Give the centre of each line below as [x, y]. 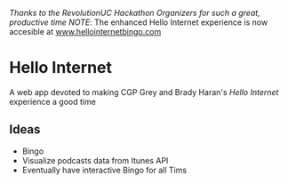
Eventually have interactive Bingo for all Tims [104, 170]
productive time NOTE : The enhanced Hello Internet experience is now [139, 22]
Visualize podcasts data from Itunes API [95, 160]
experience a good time [52, 101]
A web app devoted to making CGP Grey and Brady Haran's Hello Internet [144, 92]
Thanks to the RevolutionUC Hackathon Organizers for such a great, [135, 13]
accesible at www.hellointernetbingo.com [85, 32]
